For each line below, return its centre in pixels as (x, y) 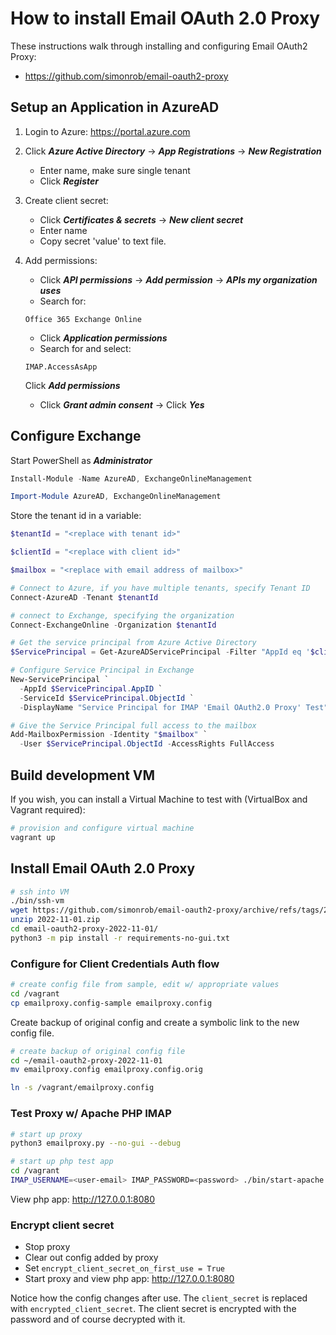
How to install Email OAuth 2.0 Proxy (165, 18)
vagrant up (33, 837)
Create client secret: (66, 200)
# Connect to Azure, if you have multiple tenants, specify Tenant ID (160, 588)
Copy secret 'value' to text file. (103, 241)
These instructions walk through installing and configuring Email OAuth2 (159, 46)
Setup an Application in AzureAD (115, 107)
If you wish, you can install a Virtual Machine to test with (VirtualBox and (159, 799)
